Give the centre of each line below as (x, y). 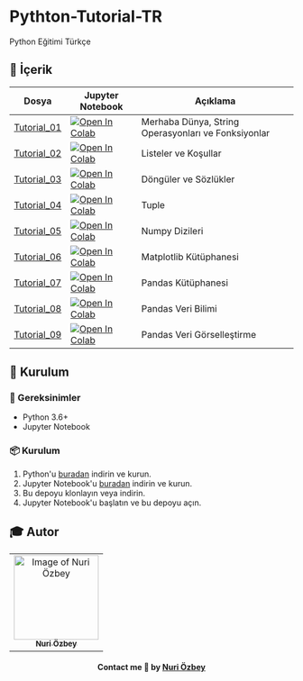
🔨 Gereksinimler (45, 398)
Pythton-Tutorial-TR (86, 17)
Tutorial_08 (38, 308)
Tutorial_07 (38, 283)
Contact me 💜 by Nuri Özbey (151, 667)
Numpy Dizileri (172, 231)
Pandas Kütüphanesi (184, 283)
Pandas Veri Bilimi (179, 308)
